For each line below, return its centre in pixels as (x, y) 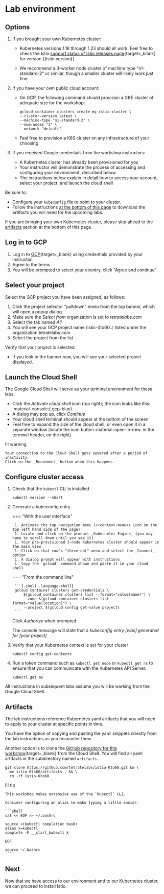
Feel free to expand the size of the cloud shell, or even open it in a (79, 424)
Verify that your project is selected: (40, 347)
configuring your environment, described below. (68, 173)
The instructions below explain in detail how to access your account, (89, 178)
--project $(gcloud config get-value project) (71, 608)
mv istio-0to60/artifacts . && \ (44, 772)
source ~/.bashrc (23, 850)
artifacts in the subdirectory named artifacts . (52, 759)
